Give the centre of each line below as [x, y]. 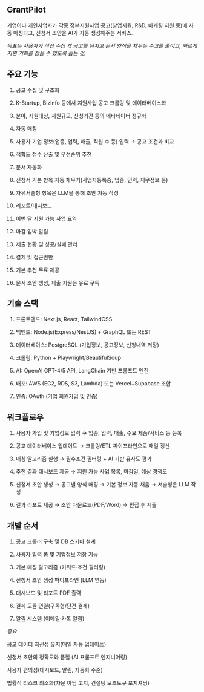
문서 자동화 [29, 167]
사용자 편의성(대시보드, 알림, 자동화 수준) [55, 670]
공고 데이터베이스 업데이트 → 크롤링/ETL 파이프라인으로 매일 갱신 [93, 446]
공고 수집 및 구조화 [38, 90]
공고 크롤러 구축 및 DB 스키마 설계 [56, 541]
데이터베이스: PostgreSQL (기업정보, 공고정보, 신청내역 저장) [87, 345]
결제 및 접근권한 [34, 257]
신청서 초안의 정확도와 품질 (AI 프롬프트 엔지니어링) [67, 657]
